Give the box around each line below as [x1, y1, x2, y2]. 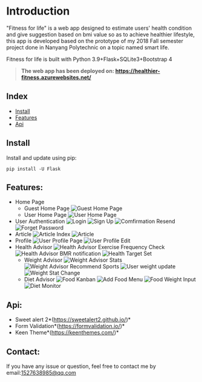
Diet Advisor [24, 276, 56, 283]
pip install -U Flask [6, 166, 61, 172]
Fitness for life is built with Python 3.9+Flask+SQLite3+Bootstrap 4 [6, 55, 172, 63]
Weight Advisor [24, 256, 63, 264]
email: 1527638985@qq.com [6, 369, 77, 376]
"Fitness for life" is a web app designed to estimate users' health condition [6, 24, 192, 32]
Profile [15, 237, 32, 244]
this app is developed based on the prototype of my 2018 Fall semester [6, 37, 183, 44]
